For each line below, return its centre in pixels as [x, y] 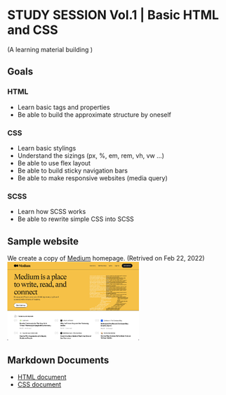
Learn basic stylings [47, 148]
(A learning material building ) [50, 49]
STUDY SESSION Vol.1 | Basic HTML [113, 15]
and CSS [33, 30]
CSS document [39, 384]
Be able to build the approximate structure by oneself [94, 114]
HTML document [42, 377]
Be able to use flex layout [54, 163]
